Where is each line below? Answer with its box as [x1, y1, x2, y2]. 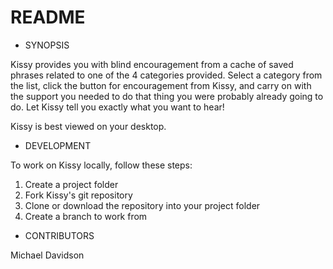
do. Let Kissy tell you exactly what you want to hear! [10, 101, 225, 113]
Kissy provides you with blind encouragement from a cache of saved [10, 58, 294, 70]
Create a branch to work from [24, 210, 148, 222]
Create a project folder [24, 178, 119, 190]
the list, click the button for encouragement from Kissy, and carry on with [10, 79, 312, 91]
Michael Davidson [10, 249, 85, 261]
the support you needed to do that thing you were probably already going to [10, 90, 324, 102]
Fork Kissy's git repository [24, 189, 133, 201]
